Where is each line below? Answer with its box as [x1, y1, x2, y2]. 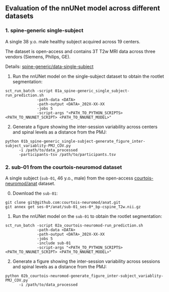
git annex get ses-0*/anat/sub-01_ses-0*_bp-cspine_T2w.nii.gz [5, 204, 141, 209]
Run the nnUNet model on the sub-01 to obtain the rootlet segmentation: [12, 213, 162, 219]
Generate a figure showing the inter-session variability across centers [12, 124, 158, 130]
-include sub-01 [37, 241, 71, 246]
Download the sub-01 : [12, 190, 58, 196]
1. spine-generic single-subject [5, 27, 84, 34]
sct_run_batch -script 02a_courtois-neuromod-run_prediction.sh [5, 223, 143, 228]
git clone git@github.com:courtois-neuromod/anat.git [5, 200, 121, 205]
